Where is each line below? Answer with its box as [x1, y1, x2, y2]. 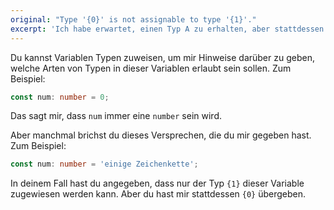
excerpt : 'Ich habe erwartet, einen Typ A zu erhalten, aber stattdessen [10, 24, 325, 34]
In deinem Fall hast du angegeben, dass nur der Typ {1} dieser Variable [10, 177, 305, 190]
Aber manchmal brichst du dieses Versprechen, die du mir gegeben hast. [10, 129, 312, 141]
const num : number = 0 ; [10, 92, 110, 102]
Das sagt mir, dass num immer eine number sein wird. [10, 110, 223, 122]
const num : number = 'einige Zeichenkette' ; [10, 159, 199, 170]
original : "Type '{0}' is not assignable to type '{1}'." [10, 14, 257, 25]
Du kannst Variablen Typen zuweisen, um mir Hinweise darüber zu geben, [10, 51, 315, 63]
